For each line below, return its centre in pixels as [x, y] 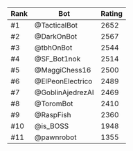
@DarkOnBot [56, 36]
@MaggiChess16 [63, 70]
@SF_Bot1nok [57, 59]
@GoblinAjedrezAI [64, 92]
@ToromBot [54, 104]
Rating [112, 13]
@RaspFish [53, 115]
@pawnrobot [55, 137]
